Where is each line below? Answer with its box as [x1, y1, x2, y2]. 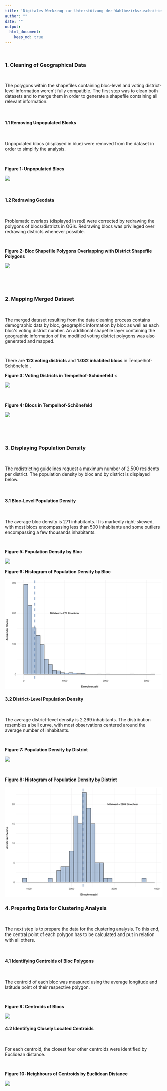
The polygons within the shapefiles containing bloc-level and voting [5, 83, 145, 89]
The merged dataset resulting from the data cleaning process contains [5, 317, 151, 323]
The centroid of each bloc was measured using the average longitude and [5, 979, 157, 985]
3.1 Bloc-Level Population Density [5, 497, 76, 504]
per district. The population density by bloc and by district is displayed [5, 471, 150, 477]
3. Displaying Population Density [5, 444, 86, 451]
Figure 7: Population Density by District [5, 747, 88, 753]
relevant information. [5, 98, 48, 105]
